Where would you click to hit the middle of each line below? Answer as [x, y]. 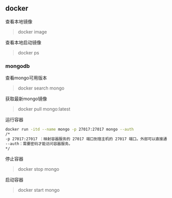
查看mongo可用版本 [26, 78]
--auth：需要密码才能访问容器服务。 [39, 143]
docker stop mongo [39, 169]
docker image [32, 32]
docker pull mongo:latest [44, 109]
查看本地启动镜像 [23, 42]
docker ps [28, 52]
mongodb [18, 66]
